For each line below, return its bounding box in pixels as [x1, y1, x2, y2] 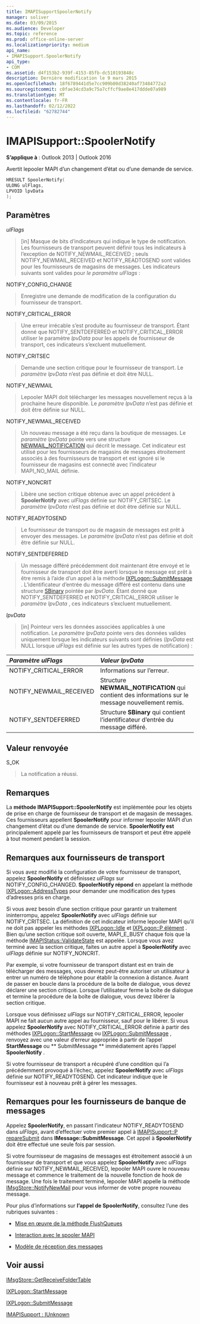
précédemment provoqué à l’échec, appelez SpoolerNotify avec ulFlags [6, 1067, 184, 1074]
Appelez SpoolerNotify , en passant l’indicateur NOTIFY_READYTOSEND [6, 1122, 184, 1129]
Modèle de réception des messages [14, 1243, 103, 1250]
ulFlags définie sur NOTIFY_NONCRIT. [6, 949, 100, 957]
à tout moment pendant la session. [6, 836, 91, 843]
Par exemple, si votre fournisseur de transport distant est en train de [6, 961, 174, 969]
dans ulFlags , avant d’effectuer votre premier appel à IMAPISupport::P [6, 1128, 178, 1135]
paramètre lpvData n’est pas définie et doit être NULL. [20, 370, 154, 378]
